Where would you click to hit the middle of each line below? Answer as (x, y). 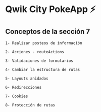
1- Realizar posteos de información (44, 43)
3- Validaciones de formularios (39, 61)
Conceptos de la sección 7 (48, 31)
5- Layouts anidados (27, 79)
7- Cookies (17, 96)
